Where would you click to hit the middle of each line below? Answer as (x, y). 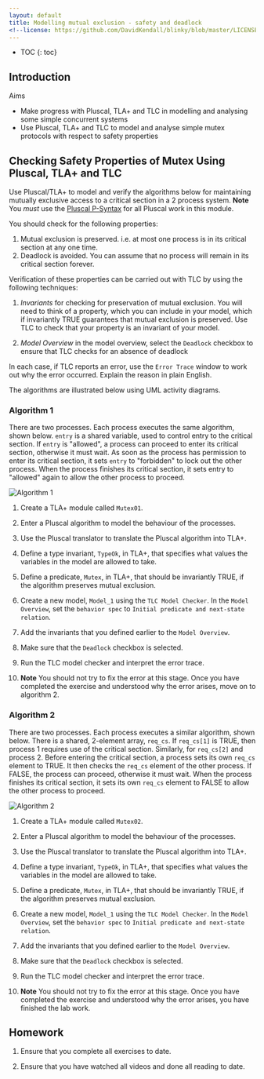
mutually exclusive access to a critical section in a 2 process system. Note (129, 200)
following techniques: (43, 288)
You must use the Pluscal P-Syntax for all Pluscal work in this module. (121, 208)
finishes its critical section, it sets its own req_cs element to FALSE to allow (129, 782)
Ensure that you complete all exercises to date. (96, 1052)
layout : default (35, 15)
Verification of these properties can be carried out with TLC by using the (126, 279)
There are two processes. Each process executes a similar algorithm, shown (132, 732)
